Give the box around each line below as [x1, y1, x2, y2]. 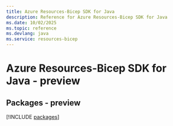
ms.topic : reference [6, 25, 57, 31]
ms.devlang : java [6, 31, 49, 37]
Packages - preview [6, 98, 81, 108]
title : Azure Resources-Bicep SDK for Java [6, 8, 115, 15]
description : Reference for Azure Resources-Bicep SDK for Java [6, 14, 168, 20]
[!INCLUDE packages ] [6, 114, 60, 120]
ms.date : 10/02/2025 [6, 20, 57, 25]
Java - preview [6, 75, 81, 88]
